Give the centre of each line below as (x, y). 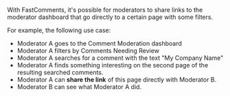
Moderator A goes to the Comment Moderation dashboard (99, 43)
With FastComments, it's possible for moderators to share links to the (105, 10)
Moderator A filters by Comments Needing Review (88, 51)
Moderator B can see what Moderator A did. (79, 87)
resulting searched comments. (60, 72)
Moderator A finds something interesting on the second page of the (113, 65)
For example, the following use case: (59, 30)
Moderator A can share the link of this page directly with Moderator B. (117, 80)
